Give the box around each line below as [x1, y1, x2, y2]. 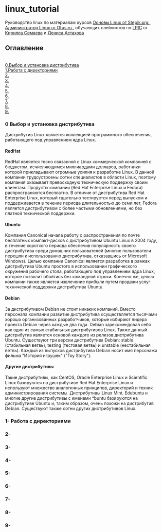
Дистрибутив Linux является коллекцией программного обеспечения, [5, 132, 152, 138]
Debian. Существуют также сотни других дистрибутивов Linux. [5, 405, 137, 411]
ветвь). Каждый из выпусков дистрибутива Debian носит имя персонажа [5, 347, 158, 353]
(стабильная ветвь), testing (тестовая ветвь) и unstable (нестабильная [5, 342, 151, 348]
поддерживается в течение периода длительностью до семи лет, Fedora [5, 200, 157, 206]
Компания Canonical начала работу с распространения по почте [5, 232, 140, 238]
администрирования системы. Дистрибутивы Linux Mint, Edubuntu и [5, 390, 148, 396]
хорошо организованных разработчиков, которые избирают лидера [5, 316, 147, 322]
